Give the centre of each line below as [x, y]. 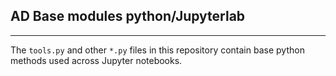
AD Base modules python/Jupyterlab [128, 16]
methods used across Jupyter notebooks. [96, 60]
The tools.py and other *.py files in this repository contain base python [157, 50]
